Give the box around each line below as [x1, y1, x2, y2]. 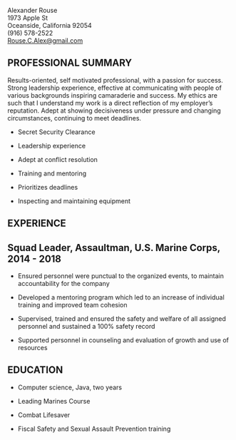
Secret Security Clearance [17, 128, 96, 136]
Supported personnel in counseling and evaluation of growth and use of [17, 336, 230, 344]
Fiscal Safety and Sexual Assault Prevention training [17, 424, 171, 433]
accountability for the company [17, 280, 111, 288]
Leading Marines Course [17, 396, 91, 405]
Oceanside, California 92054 [7, 21, 93, 29]
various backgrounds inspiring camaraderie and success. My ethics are [7, 91, 217, 99]
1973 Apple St [7, 14, 48, 22]
